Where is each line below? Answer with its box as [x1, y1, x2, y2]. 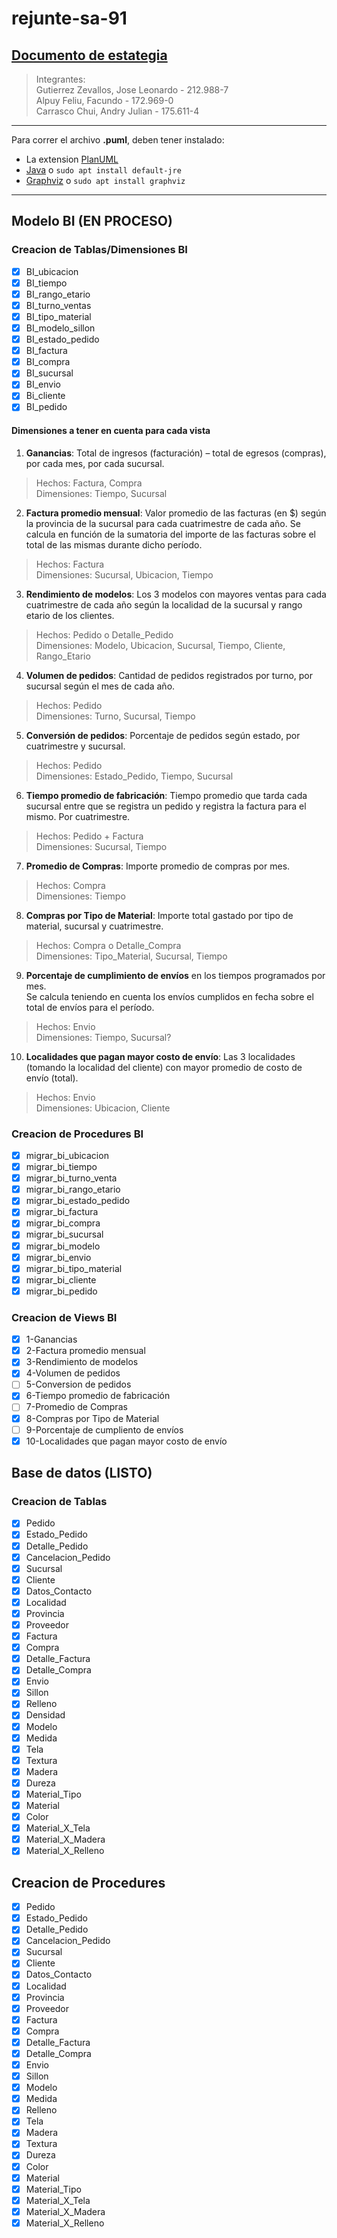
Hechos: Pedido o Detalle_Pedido [35, 628, 174, 641]
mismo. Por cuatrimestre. [25, 810, 131, 822]
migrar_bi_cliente [25, 1273, 97, 1286]
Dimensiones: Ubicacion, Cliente [35, 1102, 171, 1114]
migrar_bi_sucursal [25, 1228, 104, 1241]
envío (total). [25, 1072, 79, 1084]
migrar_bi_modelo [25, 1240, 101, 1252]
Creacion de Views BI [11, 1310, 118, 1324]
